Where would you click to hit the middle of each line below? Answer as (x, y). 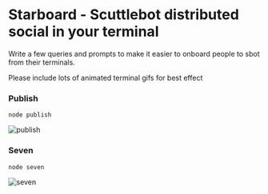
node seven (26, 167)
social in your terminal (84, 32)
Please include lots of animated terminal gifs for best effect (106, 77)
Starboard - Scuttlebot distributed (124, 15)
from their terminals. (42, 62)
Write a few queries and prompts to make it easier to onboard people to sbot (134, 53)
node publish (30, 115)
